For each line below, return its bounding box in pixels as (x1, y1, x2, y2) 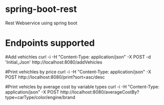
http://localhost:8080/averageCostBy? (60, 89, 139, 95)
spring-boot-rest (5, 3, 77, 15)
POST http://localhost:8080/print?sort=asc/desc (5, 74, 105, 80)
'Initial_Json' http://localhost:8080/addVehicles (5, 59, 102, 65)
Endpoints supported (5, 37, 95, 49)
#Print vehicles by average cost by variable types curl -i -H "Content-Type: (5, 84, 160, 90)
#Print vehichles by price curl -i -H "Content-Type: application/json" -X (5, 69, 151, 75)
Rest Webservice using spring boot (5, 20, 77, 26)
